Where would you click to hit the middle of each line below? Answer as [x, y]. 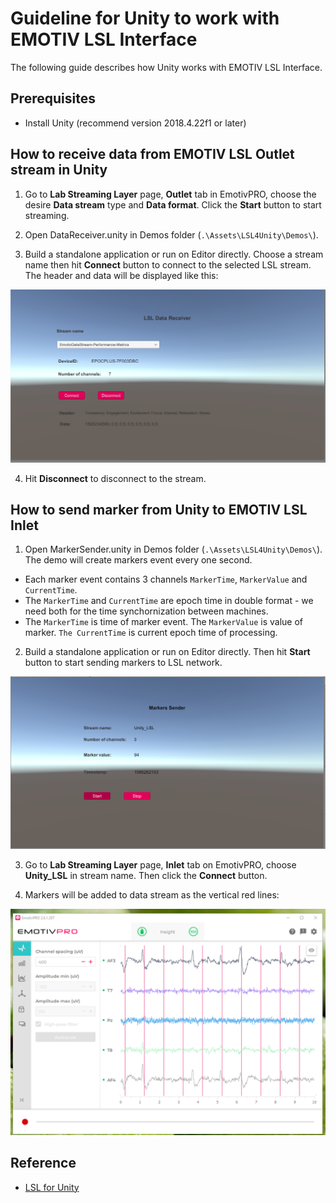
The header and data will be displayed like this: [121, 275]
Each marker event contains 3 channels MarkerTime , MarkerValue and [166, 579]
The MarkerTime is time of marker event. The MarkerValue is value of [163, 622]
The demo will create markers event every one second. [138, 560]
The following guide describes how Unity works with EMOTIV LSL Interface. [166, 67]
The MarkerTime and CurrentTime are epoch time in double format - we [169, 601]
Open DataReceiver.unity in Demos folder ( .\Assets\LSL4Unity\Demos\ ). [171, 234]
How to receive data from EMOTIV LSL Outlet [152, 154]
